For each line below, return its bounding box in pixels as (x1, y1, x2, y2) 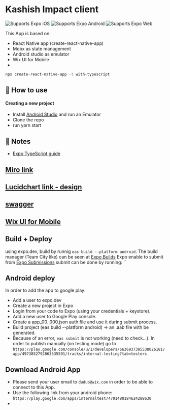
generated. (12, 330, 36, 336)
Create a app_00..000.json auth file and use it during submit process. (12, 319, 157, 325)
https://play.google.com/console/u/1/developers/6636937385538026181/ (12, 347, 165, 352)
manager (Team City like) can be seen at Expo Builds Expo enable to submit (5, 253, 163, 260)
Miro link (5, 165, 33, 174)
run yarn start (12, 122, 42, 129)
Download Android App (5, 365, 81, 374)
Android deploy (5, 274, 55, 283)
